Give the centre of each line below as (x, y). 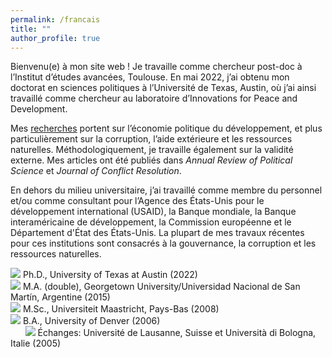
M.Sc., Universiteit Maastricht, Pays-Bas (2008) (121, 309)
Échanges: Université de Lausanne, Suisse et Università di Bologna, (177, 333)
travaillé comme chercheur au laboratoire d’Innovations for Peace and (154, 98)
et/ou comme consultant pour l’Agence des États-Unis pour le (137, 201)
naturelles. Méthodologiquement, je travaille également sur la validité (152, 150)
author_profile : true (55, 38)
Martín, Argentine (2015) (60, 297)
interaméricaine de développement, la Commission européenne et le (151, 222)
